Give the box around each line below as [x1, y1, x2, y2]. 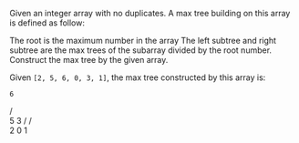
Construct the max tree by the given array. [9, 55, 169, 65]
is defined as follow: [9, 17, 85, 28]
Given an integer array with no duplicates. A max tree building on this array [9, 8, 291, 18]
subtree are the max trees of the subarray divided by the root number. [9, 45, 272, 56]
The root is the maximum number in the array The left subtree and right [9, 36, 276, 46]
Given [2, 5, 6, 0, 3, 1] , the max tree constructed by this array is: [9, 72, 266, 83]
